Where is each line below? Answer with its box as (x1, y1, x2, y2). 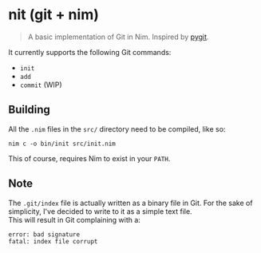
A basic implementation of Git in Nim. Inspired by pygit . (27, 32, 209, 42)
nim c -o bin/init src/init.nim (8, 140, 116, 148)
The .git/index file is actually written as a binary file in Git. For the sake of (8, 198, 253, 208)
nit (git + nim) (8, 6, 100, 24)
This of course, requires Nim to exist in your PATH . (8, 153, 171, 163)
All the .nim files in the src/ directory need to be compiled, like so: (8, 124, 226, 133)
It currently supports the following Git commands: (8, 47, 172, 57)
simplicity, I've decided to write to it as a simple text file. (8, 206, 193, 216)
